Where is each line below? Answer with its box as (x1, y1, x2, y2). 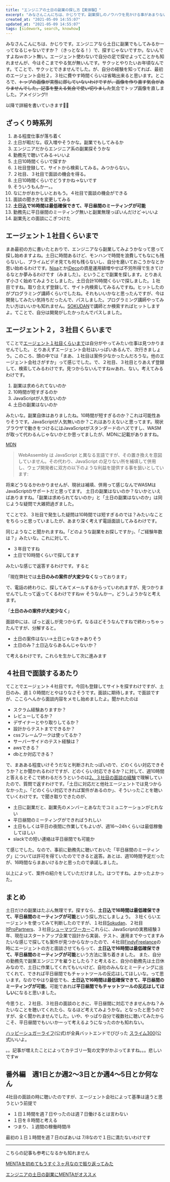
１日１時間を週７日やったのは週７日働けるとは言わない (13, 1111, 128, 1117)
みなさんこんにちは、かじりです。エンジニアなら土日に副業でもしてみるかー (6, 41, 164, 47)
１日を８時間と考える (13, 1117, 58, 1123)
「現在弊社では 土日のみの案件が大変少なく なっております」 (6, 573, 129, 579)
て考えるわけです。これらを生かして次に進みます (6, 652, 107, 659)
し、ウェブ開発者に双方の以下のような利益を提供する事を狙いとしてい (18, 464, 164, 470)
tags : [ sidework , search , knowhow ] (6, 26, 81, 31)
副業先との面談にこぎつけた (13, 215, 71, 221)
